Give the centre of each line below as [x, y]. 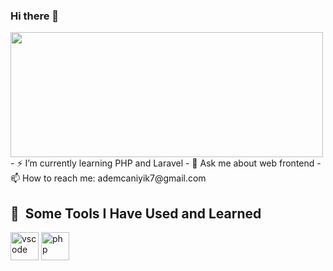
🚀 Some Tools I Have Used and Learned [136, 213]
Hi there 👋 [35, 16]
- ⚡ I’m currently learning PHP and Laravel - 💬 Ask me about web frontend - [166, 163]
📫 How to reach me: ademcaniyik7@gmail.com [108, 178]
